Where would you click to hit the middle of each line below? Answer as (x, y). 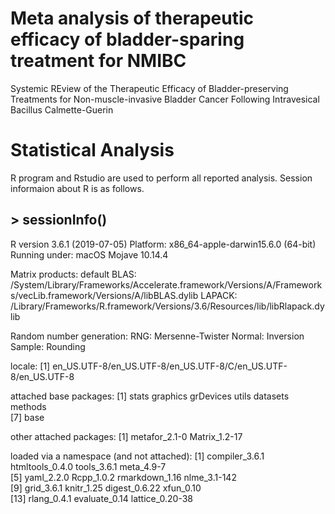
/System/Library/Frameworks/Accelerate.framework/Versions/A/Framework (166, 284)
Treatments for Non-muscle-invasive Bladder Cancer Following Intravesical (165, 99)
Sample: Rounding (48, 346)
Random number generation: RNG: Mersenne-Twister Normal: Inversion (157, 336)
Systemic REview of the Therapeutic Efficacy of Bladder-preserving (149, 88)
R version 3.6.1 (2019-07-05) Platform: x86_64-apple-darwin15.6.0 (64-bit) (163, 244)
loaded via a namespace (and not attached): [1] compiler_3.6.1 (137, 456)
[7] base (27, 417)
